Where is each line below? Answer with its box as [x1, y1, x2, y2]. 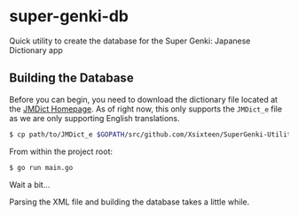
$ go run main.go [9, 163, 74, 172]
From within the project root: [9, 146, 114, 157]
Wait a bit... [9, 179, 51, 189]
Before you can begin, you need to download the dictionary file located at [9, 94, 278, 104]
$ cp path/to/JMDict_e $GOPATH [9, 130, 125, 139]
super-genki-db [9, 6, 129, 27]
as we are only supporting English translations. [9, 112, 180, 123]
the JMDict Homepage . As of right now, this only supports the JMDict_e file [9, 104, 282, 114]
